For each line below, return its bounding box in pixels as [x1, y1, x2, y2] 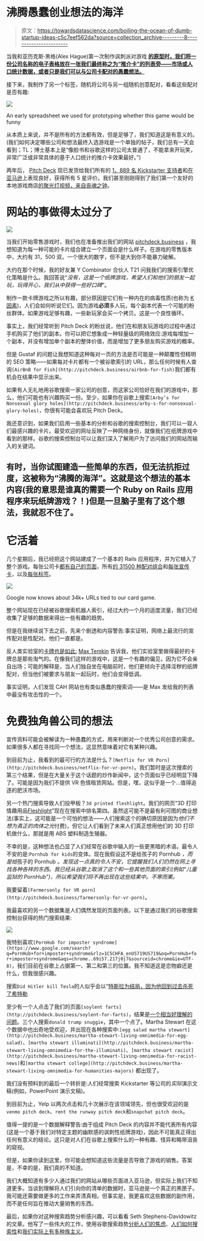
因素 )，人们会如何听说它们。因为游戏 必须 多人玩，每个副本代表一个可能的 [6, 301, 189, 309]
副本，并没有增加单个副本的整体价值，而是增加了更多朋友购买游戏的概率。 [11, 337, 198, 345]
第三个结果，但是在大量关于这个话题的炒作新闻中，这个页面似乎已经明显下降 [6, 771, 198, 779]
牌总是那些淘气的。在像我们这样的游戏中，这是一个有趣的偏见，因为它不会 [6, 655, 192, 662]
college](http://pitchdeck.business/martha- [69, 1061, 183, 1067]
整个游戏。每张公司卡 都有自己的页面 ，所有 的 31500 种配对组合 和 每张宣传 [6, 563, 190, 570]
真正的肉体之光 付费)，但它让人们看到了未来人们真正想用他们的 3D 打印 [16, 822, 194, 830]
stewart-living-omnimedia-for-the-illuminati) [6, 1048, 126, 1054]
